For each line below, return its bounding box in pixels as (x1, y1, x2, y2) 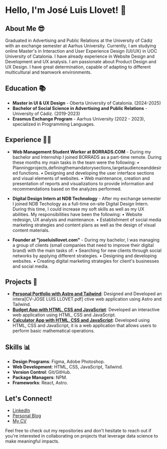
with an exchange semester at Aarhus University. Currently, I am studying (5, 43, 156, 49)
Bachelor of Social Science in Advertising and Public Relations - (12, 105, 148, 111)
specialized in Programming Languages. (12, 121, 95, 127)
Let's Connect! (5, 394, 52, 403)
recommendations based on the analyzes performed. (12, 186, 122, 192)
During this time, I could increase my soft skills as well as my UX (12, 206, 145, 212)
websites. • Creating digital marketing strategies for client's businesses (12, 258, 160, 264)
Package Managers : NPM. (12, 374, 67, 380)
